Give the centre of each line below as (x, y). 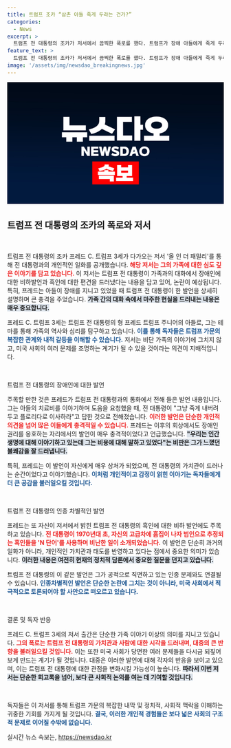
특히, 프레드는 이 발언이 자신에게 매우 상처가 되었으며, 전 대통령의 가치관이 (106, 466)
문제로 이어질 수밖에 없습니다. (53, 723)
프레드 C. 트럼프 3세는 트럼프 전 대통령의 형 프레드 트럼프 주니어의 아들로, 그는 (112, 323)
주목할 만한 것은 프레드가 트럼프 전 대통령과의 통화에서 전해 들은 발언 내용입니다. (114, 400)
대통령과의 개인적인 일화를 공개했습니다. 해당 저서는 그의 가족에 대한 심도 (118, 265)
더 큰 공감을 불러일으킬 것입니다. (50, 483)
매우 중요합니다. (29, 308)
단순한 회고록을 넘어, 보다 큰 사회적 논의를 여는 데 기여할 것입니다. (106, 677)
